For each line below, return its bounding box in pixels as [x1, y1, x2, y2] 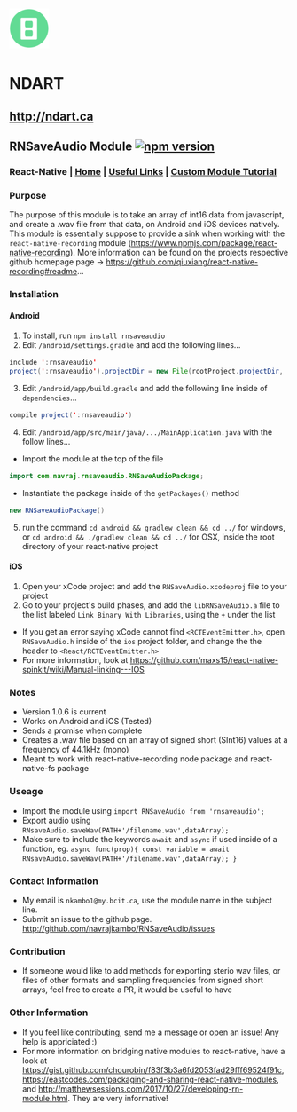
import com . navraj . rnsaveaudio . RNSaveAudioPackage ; [9, 472, 204, 481]
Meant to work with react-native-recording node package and [21, 753, 248, 764]
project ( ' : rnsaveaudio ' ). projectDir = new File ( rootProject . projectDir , [9, 367, 284, 376]
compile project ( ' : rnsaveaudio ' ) [9, 411, 133, 420]
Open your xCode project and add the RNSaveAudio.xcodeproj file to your [21, 581, 288, 592]
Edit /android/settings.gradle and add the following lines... [21, 339, 241, 350]
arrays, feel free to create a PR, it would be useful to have [21, 984, 232, 995]
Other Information [9, 1006, 89, 1019]
